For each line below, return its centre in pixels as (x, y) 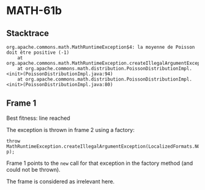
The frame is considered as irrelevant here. (60, 181)
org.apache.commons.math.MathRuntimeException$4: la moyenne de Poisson (101, 47)
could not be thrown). (34, 169)
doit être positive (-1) (38, 53)
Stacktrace (28, 33)
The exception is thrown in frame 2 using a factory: (70, 130)
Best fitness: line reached (38, 118)
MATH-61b (34, 11)
